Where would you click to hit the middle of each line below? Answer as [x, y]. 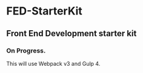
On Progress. [26, 51]
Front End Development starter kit [71, 33]
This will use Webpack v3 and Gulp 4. [53, 63]
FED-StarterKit [45, 11]
